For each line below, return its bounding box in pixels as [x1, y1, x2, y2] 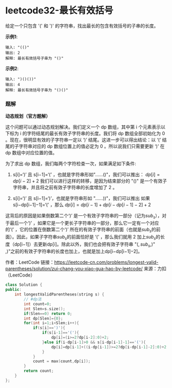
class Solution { [5, 282, 43, 288]
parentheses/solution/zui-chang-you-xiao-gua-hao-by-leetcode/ [5, 266, 143, 272]
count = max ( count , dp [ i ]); [32, 359, 91, 364]
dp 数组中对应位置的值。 [5, 150, 58, 156]
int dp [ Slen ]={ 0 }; [24, 316, 63, 321]
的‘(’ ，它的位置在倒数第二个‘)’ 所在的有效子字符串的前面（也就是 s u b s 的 [5, 227, 157, 234]
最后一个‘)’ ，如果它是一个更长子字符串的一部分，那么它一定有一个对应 [9, 220, 159, 226]
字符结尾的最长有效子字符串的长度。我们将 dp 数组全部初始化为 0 [27, 131, 165, 137]
